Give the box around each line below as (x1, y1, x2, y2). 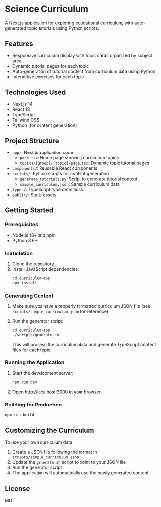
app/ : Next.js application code (12, 150, 73, 155)
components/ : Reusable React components (12, 165, 98, 171)
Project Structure (5, 136, 59, 145)
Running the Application (5, 359, 65, 366)
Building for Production (5, 401, 62, 408)
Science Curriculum (5, 3, 89, 15)
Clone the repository (12, 261, 54, 267)
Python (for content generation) (12, 122, 77, 128)
